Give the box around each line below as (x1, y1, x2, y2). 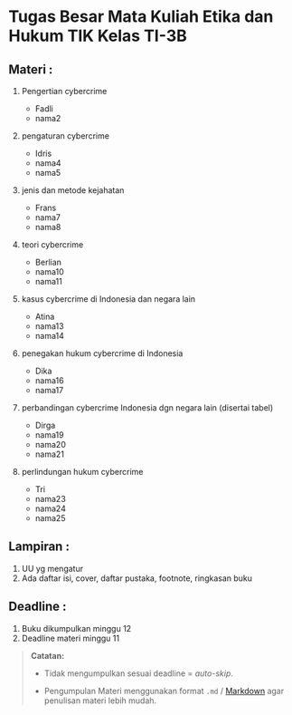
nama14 (34, 331, 65, 341)
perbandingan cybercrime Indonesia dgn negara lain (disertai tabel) (21, 402, 274, 413)
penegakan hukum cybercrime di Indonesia (21, 348, 184, 359)
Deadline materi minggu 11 (21, 633, 119, 643)
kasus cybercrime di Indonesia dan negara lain (21, 294, 196, 304)
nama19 (34, 430, 64, 440)
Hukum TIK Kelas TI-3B (8, 25, 187, 46)
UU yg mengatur (21, 563, 83, 574)
